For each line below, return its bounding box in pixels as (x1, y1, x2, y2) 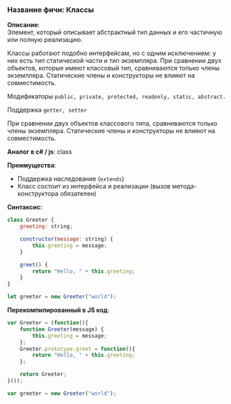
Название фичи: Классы (7, 5, 94, 15)
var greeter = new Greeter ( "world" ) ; (7, 389, 117, 397)
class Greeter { (7, 216, 54, 224)
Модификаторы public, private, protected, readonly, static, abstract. (7, 92, 226, 100)
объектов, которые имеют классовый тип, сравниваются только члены (7, 64, 220, 73)
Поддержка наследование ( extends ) (17, 174, 125, 183)
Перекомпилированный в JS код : (7, 306, 110, 315)
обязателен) (60, 190, 97, 198)
